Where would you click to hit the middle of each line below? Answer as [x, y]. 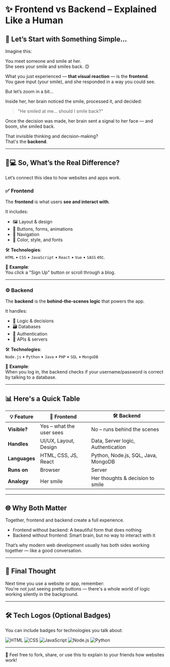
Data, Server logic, [113, 441]
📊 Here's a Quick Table [42, 399]
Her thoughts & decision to [123, 478]
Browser [50, 470]
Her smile [52, 481]
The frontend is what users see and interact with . [58, 202]
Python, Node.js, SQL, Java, [124, 456]
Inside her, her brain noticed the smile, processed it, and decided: [74, 101]
